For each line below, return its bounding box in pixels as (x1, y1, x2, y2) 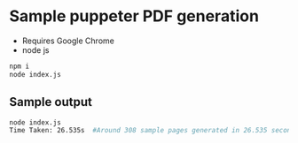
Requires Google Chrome (21, 35, 115, 46)
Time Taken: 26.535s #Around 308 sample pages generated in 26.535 (9, 126, 268, 135)
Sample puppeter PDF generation (9, 6, 260, 26)
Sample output (9, 94, 93, 109)
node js (21, 44, 50, 55)
